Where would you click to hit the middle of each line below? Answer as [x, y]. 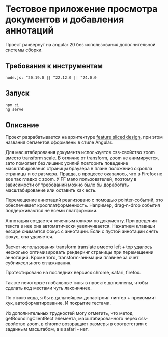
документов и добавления [65, 20]
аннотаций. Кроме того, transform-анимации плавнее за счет [72, 258]
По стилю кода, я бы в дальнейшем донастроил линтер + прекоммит [81, 298]
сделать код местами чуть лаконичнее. [48, 288]
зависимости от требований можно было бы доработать [67, 185]
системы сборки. [24, 50]
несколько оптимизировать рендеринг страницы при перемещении [79, 252]
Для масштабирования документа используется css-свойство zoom [80, 152]
